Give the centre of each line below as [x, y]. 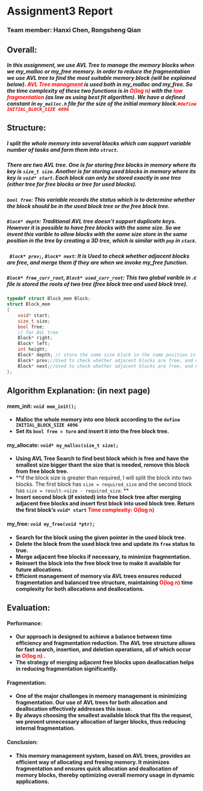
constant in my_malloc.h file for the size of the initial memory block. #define [102, 103]
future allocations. [39, 569]
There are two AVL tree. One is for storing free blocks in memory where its [101, 165]
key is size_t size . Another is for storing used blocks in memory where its [101, 171]
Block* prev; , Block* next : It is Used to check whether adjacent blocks [99, 256]
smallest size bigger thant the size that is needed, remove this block [102, 465]
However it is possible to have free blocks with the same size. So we [94, 228]
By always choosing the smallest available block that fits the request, [104, 715]
